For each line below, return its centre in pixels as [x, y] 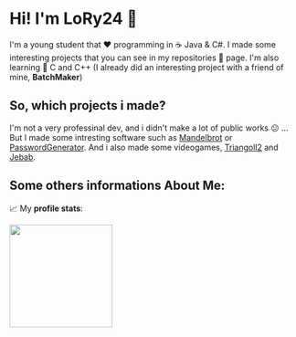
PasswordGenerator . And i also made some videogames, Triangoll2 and [144, 147]
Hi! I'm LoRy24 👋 [74, 19]
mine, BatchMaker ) [46, 77]
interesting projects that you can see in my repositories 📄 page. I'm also [144, 58]
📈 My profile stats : [47, 208]
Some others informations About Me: [117, 186]
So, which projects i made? [88, 105]
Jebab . [23, 157]
